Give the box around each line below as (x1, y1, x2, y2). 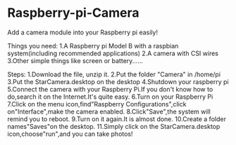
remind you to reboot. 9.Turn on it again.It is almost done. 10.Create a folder (7, 114, 227, 123)
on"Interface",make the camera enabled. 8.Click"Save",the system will (7, 107, 211, 116)
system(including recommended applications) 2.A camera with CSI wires (7, 49, 219, 57)
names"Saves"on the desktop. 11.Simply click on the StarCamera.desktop (7, 122, 221, 130)
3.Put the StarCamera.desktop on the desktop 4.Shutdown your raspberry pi (7, 77, 229, 85)
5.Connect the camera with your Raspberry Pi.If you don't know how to (7, 85, 213, 93)
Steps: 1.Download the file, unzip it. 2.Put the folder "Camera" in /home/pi (7, 70, 221, 78)
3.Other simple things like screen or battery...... (7, 56, 143, 64)
